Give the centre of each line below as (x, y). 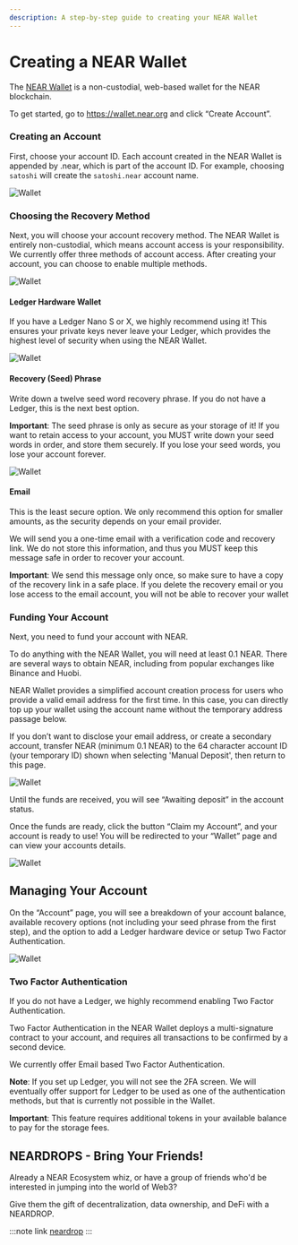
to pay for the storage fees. (60, 1128)
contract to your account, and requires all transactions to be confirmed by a (149, 1038)
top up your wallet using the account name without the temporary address (146, 709)
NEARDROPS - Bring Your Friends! (106, 1156)
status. (22, 809)
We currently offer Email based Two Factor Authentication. (117, 1065)
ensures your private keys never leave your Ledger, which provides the (140, 331)
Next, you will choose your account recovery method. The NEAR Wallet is (145, 236)
